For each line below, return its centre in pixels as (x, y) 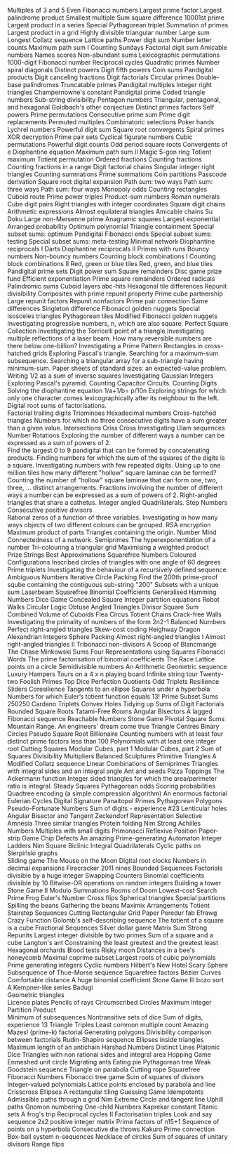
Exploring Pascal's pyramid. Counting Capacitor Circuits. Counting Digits (112, 383)
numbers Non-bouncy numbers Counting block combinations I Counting (112, 256)
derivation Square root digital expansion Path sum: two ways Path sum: (110, 181)
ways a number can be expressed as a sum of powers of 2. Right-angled (112, 495)
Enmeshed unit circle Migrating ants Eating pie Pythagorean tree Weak (109, 1062)
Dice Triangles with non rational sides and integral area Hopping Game (109, 1055)
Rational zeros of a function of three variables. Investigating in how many (113, 517)
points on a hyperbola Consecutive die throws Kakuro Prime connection (111, 1129)
